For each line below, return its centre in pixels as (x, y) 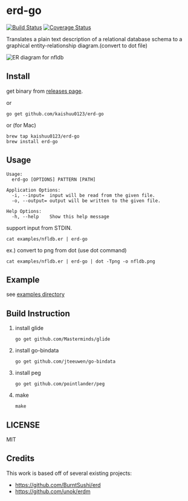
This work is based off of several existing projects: (69, 473)
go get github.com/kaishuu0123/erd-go (55, 114)
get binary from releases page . (45, 91)
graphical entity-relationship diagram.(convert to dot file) (77, 45)
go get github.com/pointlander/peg (60, 384)
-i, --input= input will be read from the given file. (83, 195)
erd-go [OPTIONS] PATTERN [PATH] (54, 180)
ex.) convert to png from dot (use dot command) (66, 250)
